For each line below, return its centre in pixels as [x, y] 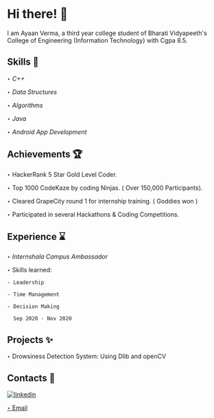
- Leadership [26, 283]
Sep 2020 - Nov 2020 [43, 319]
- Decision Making [33, 307]
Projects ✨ [30, 340]
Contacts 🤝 [31, 378]
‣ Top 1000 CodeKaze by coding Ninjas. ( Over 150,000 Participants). [105, 188]
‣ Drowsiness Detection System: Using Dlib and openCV [87, 356]
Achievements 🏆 [45, 154]
